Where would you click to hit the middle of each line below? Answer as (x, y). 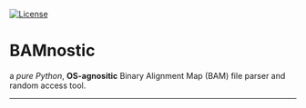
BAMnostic (52, 51)
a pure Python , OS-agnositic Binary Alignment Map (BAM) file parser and (148, 75)
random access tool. (48, 85)
